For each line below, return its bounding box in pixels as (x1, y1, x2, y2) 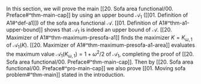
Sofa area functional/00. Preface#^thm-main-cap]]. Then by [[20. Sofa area (6, 58, 194, 65)
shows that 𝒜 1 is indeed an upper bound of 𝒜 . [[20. (44, 26, 172, 35)
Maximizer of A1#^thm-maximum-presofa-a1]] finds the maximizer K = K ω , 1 (6, 34, 193, 43)
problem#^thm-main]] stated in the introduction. (6, 71, 125, 78)
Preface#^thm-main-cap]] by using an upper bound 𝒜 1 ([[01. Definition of (6, 11, 188, 20)
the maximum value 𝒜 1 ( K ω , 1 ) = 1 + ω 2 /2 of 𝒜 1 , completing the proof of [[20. (6, 49, 194, 59)
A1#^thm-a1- (158, 19, 190, 26)
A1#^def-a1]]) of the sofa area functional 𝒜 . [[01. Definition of (6, 19, 158, 26)
